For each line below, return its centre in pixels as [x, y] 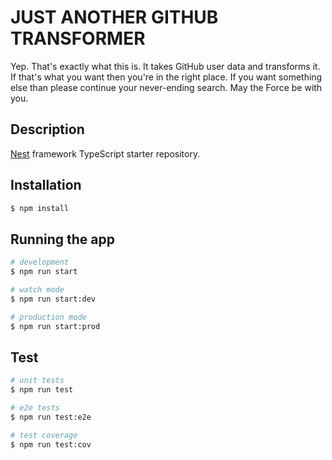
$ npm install [40, 208]
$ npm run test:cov [51, 444]
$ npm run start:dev [53, 299]
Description [47, 129]
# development [40, 262]
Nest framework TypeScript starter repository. [105, 153]
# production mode [48, 317]
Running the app [62, 239]
